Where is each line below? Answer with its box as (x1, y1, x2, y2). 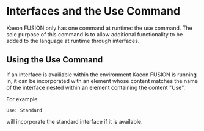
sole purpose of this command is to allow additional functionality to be (6, 30, 183, 38)
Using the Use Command (6, 55, 103, 65)
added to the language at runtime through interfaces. (6, 37, 140, 44)
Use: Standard (6, 107, 43, 113)
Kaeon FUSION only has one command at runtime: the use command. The (6, 24, 192, 32)
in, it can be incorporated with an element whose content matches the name (6, 77, 199, 84)
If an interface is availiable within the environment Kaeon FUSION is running (6, 71, 197, 78)
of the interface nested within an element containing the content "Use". (6, 84, 186, 91)
